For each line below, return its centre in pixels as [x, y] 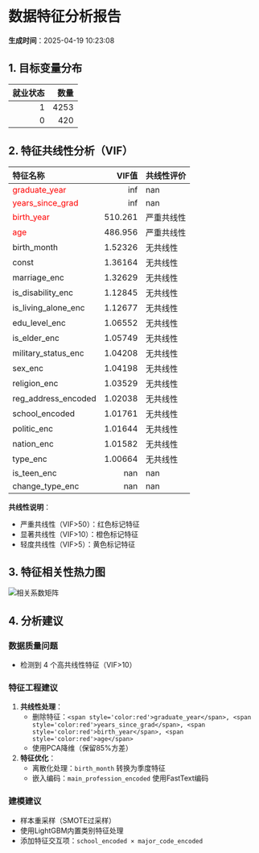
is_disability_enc [43, 293]
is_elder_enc [36, 338]
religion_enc [35, 383]
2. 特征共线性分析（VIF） [71, 151]
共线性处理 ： [41, 707]
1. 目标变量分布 [45, 68]
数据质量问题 [33, 646]
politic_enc [33, 428]
